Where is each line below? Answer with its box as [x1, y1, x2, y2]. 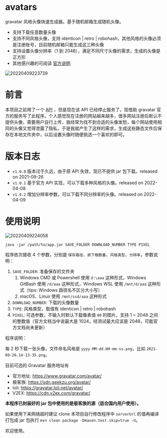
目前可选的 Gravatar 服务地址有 [5, 362, 69, 368]
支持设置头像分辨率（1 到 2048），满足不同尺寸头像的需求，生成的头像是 [12, 48, 161, 54]
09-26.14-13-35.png [5, 352, 46, 357]
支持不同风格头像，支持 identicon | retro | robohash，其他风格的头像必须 [12, 35, 162, 41]
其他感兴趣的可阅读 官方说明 [12, 60, 71, 66]
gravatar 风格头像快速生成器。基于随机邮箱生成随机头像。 [5, 18, 124, 24]
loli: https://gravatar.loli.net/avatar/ [12, 385, 83, 391]
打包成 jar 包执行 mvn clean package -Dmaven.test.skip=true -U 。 [5, 417, 141, 423]
